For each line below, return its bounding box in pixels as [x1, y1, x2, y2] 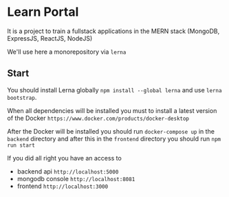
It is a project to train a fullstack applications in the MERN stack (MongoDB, [7, 27, 220, 35]
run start [7, 142, 36, 149]
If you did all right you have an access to [7, 154, 122, 162]
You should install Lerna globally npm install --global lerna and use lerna [7, 85, 222, 94]
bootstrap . [7, 93, 37, 101]
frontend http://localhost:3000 [17, 182, 109, 190]
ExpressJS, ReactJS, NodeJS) [7, 34, 93, 42]
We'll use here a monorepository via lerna [7, 48, 127, 56]
